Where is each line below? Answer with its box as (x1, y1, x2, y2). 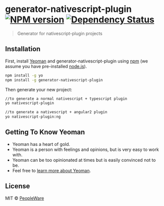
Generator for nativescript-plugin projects (17, 30, 103, 36)
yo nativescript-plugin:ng (5, 114, 61, 120)
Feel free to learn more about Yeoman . (12, 167, 91, 173)
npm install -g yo (5, 73, 43, 78)
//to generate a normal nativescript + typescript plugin (5, 96, 127, 101)
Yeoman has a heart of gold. (12, 141, 70, 147)
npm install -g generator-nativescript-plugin (5, 77, 103, 82)
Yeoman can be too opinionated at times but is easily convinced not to (12, 157, 156, 163)
